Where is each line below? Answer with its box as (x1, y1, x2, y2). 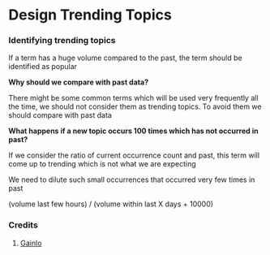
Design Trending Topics (8, 6, 172, 24)
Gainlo (19, 238, 42, 248)
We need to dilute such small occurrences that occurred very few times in (8, 175, 255, 184)
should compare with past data (8, 110, 112, 120)
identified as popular (8, 62, 78, 71)
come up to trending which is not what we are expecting (8, 159, 196, 169)
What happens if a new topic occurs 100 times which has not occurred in (8, 126, 259, 136)
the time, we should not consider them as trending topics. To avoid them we (8, 102, 262, 111)
